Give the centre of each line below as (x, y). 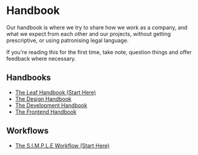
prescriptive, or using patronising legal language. (67, 40)
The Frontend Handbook (46, 112)
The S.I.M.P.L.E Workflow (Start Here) (62, 145)
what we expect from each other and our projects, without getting (89, 33)
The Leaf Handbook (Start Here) (55, 92)
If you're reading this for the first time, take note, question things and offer (99, 52)
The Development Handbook (51, 105)
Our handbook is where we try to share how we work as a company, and (97, 27)
